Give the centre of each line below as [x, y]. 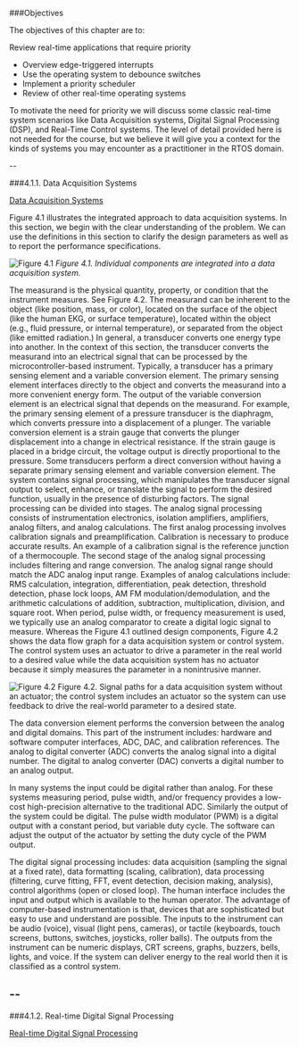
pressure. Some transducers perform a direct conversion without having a [145, 461]
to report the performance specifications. [85, 246]
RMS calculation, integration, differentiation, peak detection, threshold [138, 584]
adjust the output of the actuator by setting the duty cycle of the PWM [138, 835]
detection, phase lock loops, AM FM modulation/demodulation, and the [140, 594]
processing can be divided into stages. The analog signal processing [136, 508]
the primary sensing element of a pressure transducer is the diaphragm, [141, 413]
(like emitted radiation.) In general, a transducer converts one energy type [145, 337]
